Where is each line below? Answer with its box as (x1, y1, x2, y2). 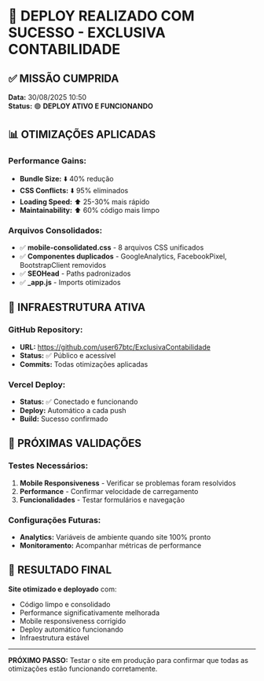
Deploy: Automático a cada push (19, 405, 127, 415)
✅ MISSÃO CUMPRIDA (8, 71, 119, 85)
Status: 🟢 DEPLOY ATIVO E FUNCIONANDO (8, 101, 153, 111)
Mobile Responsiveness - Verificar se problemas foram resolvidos (19, 478, 236, 488)
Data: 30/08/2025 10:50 (8, 93, 87, 101)
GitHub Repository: (8, 324, 83, 335)
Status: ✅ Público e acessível (19, 350, 116, 360)
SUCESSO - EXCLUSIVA (8, 24, 167, 42)
